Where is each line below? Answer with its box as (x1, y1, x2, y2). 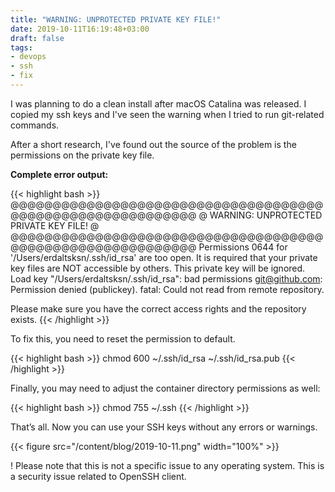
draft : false (10, 33, 65, 43)
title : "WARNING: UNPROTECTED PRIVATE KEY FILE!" (10, 14, 222, 25)
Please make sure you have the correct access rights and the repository (10, 302, 307, 315)
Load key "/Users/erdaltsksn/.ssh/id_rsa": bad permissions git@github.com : (10, 272, 323, 285)
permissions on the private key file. (10, 149, 155, 161)
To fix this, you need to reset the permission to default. (10, 332, 236, 345)
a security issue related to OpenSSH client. (10, 470, 187, 482)
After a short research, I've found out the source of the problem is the (10, 138, 297, 150)
